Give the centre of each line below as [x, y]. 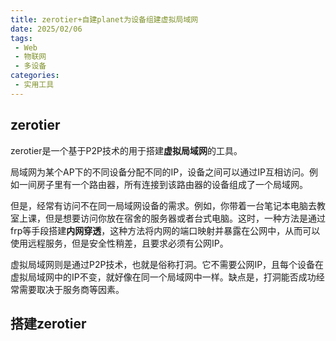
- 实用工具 [34, 85]
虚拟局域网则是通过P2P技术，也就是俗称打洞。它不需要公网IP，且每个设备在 [167, 264]
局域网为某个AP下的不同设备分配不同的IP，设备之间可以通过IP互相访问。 [160, 172]
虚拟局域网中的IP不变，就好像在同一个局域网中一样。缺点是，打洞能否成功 [163, 277]
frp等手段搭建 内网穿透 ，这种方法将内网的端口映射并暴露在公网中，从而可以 [165, 230]
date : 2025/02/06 [46, 29]
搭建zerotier [48, 323]
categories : [35, 76]
